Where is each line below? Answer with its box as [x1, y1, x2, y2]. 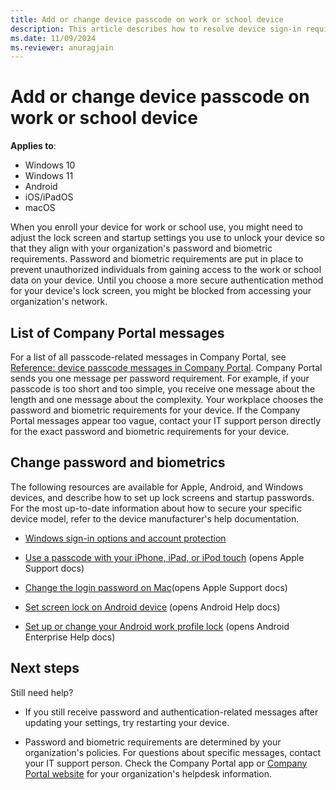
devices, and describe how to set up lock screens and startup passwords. [10, 491, 315, 503]
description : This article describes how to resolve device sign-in [10, 24, 302, 34]
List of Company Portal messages [10, 324, 225, 341]
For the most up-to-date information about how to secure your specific [10, 502, 303, 514]
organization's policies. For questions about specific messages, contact [24, 746, 322, 758]
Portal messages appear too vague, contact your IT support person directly [10, 415, 322, 426]
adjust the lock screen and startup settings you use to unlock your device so [10, 232, 325, 244]
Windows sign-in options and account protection [24, 532, 227, 544]
